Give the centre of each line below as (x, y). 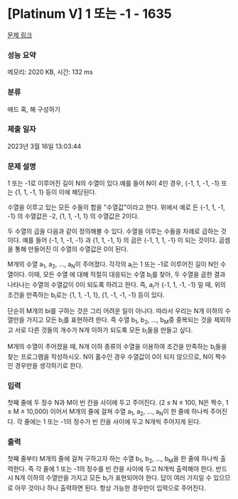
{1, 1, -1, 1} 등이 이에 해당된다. (56, 192)
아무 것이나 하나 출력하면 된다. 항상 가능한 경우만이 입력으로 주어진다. (110, 488)
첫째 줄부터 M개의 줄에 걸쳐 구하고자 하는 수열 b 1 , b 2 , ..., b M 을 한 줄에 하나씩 (113, 459)
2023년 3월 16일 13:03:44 (44, 146)
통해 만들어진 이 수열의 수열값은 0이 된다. (72, 249)
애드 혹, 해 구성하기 (34, 109)
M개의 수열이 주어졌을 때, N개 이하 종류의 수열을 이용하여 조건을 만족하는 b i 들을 (117, 347)
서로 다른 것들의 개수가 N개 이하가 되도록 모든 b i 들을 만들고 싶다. (104, 331)
